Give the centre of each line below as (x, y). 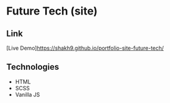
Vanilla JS (27, 95)
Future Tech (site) (52, 11)
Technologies (33, 67)
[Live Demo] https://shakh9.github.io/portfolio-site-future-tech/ (85, 48)
